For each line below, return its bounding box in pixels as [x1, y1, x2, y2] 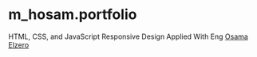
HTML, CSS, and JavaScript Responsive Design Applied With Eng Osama [8, 32, 249, 41]
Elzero [8, 40, 30, 49]
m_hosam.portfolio [8, 6, 137, 24]
